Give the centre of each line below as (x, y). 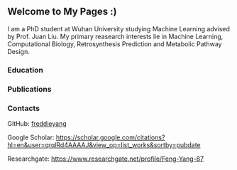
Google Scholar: (31, 137)
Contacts (24, 108)
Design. (18, 51)
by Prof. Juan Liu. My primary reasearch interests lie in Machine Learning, (115, 36)
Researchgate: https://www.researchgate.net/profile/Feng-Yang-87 (106, 159)
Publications (29, 89)
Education (26, 70)
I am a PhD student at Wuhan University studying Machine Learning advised (119, 28)
